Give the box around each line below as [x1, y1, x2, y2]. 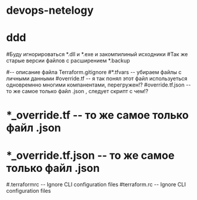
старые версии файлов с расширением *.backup [6, 57, 130, 64]
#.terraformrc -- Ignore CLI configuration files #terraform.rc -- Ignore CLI [6, 181, 186, 188]
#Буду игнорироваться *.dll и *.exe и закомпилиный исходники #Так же [6, 51, 188, 58]
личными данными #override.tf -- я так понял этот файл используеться [6, 75, 187, 82]
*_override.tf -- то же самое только [6, 109, 189, 122]
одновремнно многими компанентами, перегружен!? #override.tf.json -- [6, 81, 191, 88]
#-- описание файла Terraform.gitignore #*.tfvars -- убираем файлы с [6, 69, 182, 76]
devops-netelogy [6, 4, 94, 17]
